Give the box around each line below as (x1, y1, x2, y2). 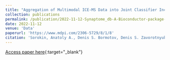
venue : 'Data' (5, 26, 35, 31)
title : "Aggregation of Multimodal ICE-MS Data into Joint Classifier (5, 7, 157, 12)
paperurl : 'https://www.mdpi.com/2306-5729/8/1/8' (5, 30, 114, 35)
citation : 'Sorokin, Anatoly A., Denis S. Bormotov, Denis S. (5, 35, 139, 40)
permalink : (5, 16, 28, 21)
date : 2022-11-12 (5, 21, 42, 26)
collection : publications (5, 12, 60, 17)
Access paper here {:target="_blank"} (5, 48, 83, 55)
